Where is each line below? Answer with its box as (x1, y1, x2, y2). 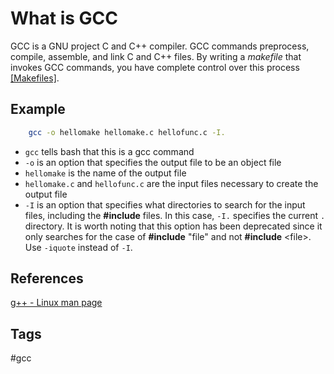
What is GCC (10, 7, 118, 30)
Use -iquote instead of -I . (24, 241, 133, 253)
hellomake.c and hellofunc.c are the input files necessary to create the (24, 177, 319, 189)
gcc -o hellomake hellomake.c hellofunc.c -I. (28, 127, 226, 137)
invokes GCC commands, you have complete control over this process (10, 61, 300, 73)
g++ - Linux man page (10, 297, 103, 309)
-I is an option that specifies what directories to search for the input (24, 198, 306, 211)
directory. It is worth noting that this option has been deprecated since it (24, 220, 323, 232)
